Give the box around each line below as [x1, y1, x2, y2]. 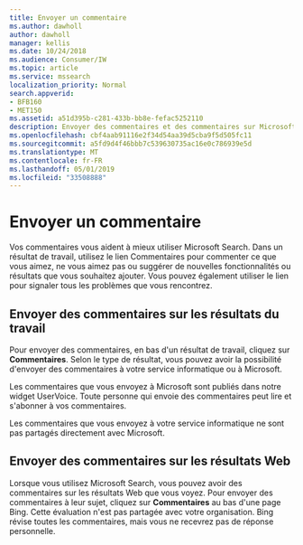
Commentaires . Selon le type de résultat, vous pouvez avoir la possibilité [9, 354, 282, 364]
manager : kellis [9, 38, 70, 48]
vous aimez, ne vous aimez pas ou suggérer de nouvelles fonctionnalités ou [9, 261, 291, 272]
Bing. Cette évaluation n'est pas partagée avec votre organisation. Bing [9, 506, 274, 517]
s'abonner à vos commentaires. [9, 400, 127, 411]
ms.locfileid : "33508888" [9, 173, 106, 182]
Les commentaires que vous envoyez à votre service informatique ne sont [9, 418, 285, 428]
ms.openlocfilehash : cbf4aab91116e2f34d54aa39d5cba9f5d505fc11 [9, 131, 252, 140]
